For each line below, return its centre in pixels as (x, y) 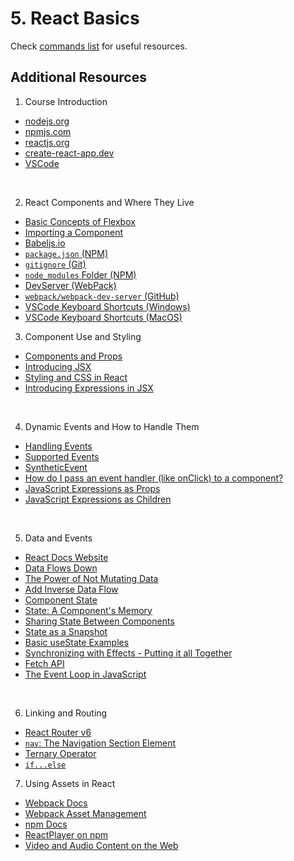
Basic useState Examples (77, 642)
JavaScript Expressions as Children (98, 499)
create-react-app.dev (69, 153)
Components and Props (73, 356)
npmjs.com (48, 131)
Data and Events (58, 538)
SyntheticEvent (56, 467)
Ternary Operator (60, 753)
